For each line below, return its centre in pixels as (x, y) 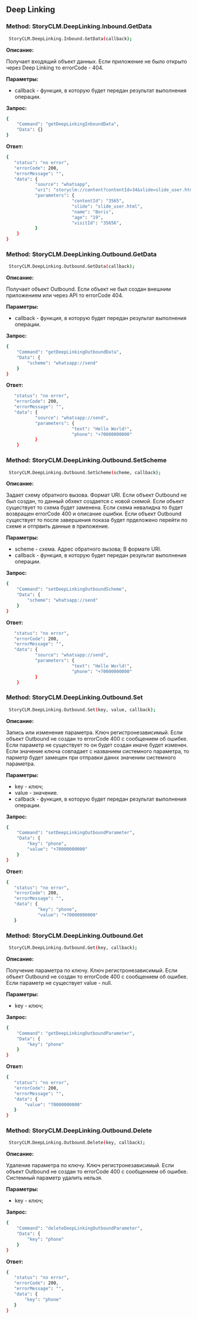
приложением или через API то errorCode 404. (65, 295)
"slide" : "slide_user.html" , (107, 206)
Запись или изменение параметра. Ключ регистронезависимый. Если (94, 732)
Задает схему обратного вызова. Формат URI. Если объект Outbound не (96, 495)
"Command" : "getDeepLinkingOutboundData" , (69, 352)
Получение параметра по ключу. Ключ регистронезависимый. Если (92, 970)
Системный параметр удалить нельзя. (54, 1178)
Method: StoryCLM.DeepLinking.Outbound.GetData (81, 254)
